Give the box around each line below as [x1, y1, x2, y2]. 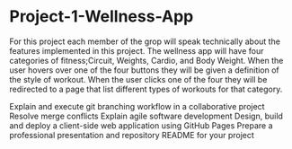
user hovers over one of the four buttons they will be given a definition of [9, 65, 280, 75]
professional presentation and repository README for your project [9, 129, 254, 140]
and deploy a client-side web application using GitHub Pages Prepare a [9, 119, 273, 131]
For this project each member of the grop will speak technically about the [9, 36, 281, 47]
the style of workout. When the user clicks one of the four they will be [9, 74, 268, 84]
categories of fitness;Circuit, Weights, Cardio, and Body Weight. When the [9, 55, 284, 66]
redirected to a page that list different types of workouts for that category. [9, 83, 283, 94]
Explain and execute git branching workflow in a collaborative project [9, 101, 265, 111]
